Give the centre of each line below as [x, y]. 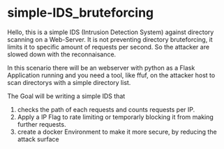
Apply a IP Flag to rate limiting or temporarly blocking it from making [115, 117]
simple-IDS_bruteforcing [81, 13]
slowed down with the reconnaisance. [62, 54]
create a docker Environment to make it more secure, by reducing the [117, 132]
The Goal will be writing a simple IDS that [66, 96]
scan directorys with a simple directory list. [69, 82]
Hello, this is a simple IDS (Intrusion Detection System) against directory [111, 32]
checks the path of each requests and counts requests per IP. [106, 109]
